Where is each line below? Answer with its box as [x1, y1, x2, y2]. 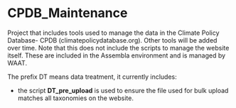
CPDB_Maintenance [7, 5, 128, 21]
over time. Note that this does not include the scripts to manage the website [7, 43, 230, 52]
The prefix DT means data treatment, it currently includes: [7, 72, 177, 81]
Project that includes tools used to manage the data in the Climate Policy [7, 28, 220, 37]
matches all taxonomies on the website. [17, 94, 134, 102]
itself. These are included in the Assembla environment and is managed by [7, 51, 226, 60]
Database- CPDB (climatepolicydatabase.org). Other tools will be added [7, 36, 218, 44]
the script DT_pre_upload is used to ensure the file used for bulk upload [17, 86, 229, 94]
